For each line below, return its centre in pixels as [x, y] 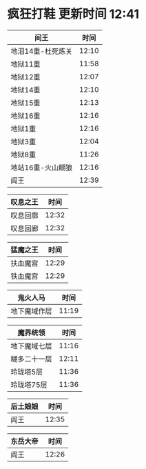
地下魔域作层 [32, 311]
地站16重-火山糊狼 [42, 168]
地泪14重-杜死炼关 [42, 51]
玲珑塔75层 [29, 385]
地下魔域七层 [32, 346]
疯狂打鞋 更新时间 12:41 [73, 14]
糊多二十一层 [32, 359]
